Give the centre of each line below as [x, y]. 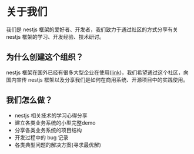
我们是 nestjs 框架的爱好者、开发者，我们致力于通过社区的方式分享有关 [92, 29]
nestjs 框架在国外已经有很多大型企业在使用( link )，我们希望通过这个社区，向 [98, 72]
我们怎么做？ [29, 100]
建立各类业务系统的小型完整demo [55, 123]
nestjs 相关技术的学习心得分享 [51, 115]
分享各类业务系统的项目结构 [48, 130]
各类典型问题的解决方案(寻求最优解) [58, 145]
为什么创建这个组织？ [45, 57]
